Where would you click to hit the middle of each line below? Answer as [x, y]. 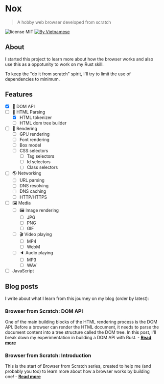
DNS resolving [34, 186]
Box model [30, 145]
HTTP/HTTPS [33, 197]
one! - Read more [23, 377]
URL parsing [32, 180]
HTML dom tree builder [43, 123]
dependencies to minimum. [33, 79]
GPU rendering [35, 134]
